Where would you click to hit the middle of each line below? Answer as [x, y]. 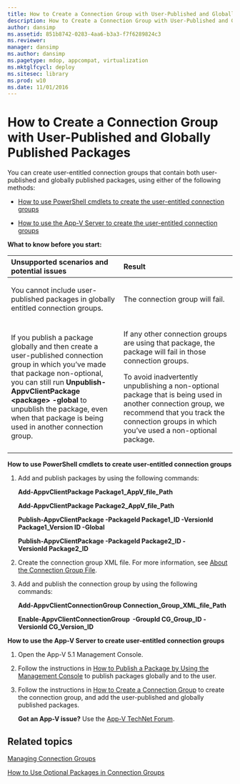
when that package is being [57, 418]
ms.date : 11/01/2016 [38, 87]
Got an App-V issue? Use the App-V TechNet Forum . [96, 719]
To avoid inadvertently [161, 377]
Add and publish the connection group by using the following [107, 584]
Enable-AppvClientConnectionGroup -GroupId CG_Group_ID [110, 620]
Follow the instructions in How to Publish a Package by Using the [113, 668]
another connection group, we [174, 404]
